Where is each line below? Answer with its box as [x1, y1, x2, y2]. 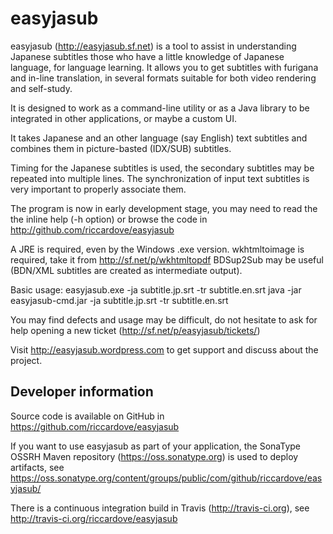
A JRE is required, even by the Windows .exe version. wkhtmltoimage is [10, 243, 305, 255]
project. [10, 354, 43, 366]
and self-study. [10, 82, 73, 94]
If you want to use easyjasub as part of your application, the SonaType [10, 440, 302, 452]
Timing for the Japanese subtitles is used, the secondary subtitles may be [10, 162, 315, 174]
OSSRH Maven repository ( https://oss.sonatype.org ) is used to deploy [10, 450, 299, 462]
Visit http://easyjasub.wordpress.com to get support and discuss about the [10, 343, 319, 356]
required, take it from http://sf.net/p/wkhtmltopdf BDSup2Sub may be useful [10, 253, 324, 266]
